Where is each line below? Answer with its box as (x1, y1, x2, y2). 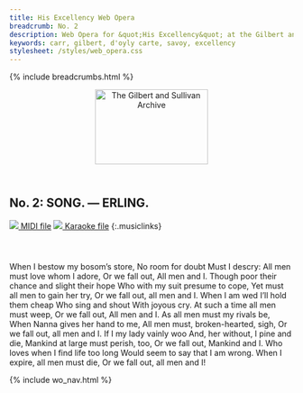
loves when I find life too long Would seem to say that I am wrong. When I (9, 347, 282, 358)
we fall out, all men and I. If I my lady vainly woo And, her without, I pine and (9, 328, 292, 339)
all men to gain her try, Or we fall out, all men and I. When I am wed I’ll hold (9, 289, 287, 300)
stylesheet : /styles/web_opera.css (9, 47, 143, 56)
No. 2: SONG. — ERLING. (9, 196, 150, 211)
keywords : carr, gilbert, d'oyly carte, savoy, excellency (9, 38, 236, 48)
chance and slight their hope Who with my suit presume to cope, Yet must (9, 280, 284, 291)
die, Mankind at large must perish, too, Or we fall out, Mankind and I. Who (9, 337, 283, 348)
